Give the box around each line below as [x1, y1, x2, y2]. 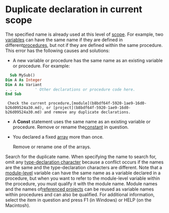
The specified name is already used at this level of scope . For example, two [5, 31, 164, 37]
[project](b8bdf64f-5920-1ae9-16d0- [53, 105, 131, 111]
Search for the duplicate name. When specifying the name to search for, [5, 154, 157, 160]
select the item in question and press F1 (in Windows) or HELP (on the [5, 197, 152, 203]
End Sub [5, 92, 22, 97]
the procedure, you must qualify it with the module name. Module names [5, 181, 158, 187]
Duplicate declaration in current [5, 4, 143, 15]
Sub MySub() [10, 72, 36, 77]
